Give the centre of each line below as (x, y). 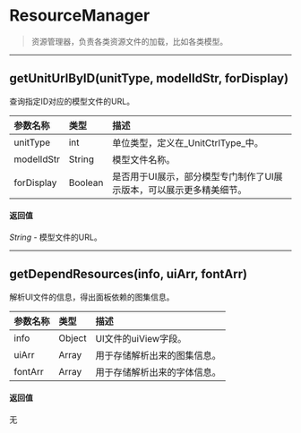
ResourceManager (80, 16)
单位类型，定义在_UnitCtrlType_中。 (188, 142)
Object (73, 338)
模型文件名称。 (143, 159)
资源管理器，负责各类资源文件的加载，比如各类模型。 (129, 41)
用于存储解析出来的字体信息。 (158, 372)
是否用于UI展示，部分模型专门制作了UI (193, 176)
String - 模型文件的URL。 (56, 237)
